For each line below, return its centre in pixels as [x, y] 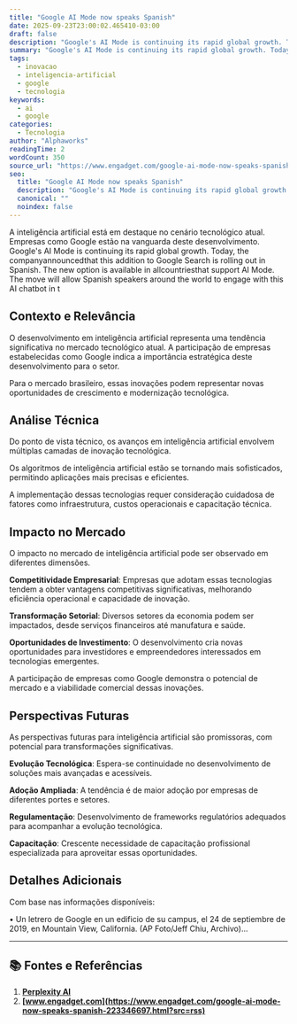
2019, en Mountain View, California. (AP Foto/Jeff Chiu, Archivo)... [129, 928]
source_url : [31, 166]
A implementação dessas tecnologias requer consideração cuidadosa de [142, 495]
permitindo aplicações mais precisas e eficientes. [99, 477]
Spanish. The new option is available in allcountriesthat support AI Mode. [142, 269]
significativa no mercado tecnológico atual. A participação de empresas [140, 347]
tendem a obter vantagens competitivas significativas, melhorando [130, 589]
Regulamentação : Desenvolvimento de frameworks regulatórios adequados [148, 817]
